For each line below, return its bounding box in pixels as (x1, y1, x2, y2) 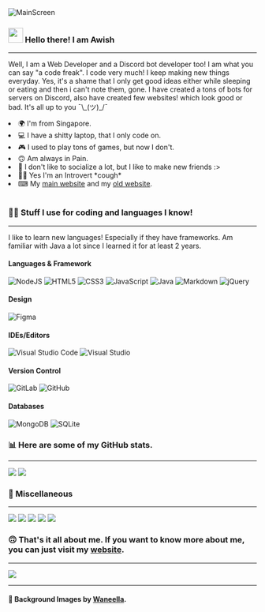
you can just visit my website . (8, 544, 125, 555)
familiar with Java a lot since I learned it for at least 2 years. (8, 241, 202, 250)
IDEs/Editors (8, 330, 50, 340)
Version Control (8, 366, 62, 375)
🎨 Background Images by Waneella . (8, 595, 127, 604)
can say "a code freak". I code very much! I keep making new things (8, 68, 230, 77)
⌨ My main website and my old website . (18, 179, 152, 189)
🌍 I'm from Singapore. (18, 118, 92, 129)
